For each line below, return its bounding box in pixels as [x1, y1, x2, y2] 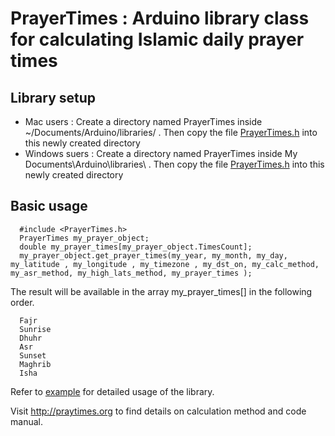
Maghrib [19, 359, 52, 369]
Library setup [10, 89, 97, 106]
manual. [10, 415, 43, 427]
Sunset [19, 350, 47, 361]
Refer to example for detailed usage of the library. [10, 385, 215, 397]
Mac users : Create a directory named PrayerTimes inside [24, 116, 263, 127]
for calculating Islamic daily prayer [10, 28, 305, 51]
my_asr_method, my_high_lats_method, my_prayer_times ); [10, 268, 253, 278]
